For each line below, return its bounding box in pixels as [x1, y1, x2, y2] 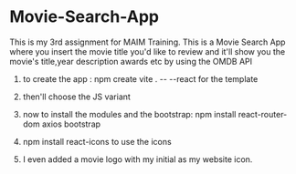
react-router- [238, 108, 288, 119]
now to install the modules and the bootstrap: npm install [22, 108, 237, 119]
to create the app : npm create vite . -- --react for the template [22, 73, 259, 84]
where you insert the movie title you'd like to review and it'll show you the [9, 46, 286, 56]
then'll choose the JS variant [22, 91, 131, 102]
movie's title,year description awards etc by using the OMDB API [9, 56, 253, 67]
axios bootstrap [41, 118, 101, 129]
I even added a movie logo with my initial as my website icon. [22, 153, 253, 165]
